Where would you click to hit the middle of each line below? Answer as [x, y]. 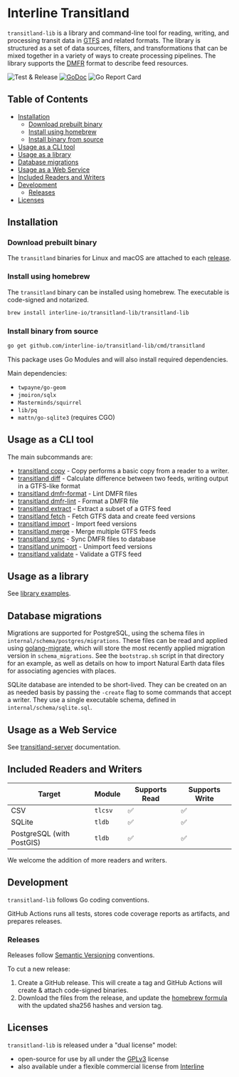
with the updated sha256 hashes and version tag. [90, 1005]
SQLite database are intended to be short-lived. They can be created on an [117, 685]
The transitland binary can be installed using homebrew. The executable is [118, 292]
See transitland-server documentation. [64, 747]
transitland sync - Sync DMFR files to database [87, 539]
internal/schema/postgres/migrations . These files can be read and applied [117, 641]
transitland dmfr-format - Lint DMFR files [77, 493]
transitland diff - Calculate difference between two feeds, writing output [123, 478]
